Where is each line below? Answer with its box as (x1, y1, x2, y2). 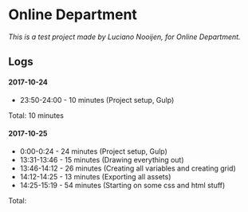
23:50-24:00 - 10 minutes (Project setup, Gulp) (19, 95, 175, 104)
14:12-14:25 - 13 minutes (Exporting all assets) (19, 171, 171, 181)
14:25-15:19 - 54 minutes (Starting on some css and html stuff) (19, 180, 226, 190)
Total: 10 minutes (8, 110, 64, 120)
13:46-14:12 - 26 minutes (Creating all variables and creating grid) (19, 163, 237, 173)
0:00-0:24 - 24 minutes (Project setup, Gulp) (19, 146, 167, 156)
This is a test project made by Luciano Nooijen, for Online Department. (8, 32, 241, 41)
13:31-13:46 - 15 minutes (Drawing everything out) (19, 155, 185, 164)
